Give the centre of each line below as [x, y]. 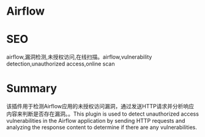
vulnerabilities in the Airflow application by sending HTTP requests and [96, 121]
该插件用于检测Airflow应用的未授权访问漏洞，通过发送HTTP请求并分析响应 [100, 106]
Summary [32, 88]
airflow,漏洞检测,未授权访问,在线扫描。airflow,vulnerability [79, 57]
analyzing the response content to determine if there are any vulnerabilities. [102, 127]
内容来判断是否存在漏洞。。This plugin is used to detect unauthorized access [102, 114]
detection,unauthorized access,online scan [61, 64]
